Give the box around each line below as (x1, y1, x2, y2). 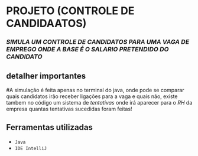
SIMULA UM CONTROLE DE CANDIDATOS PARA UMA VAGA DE (6, 38, 190, 46)
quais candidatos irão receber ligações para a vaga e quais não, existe (6, 93, 178, 100)
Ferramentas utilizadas (6, 122, 93, 132)
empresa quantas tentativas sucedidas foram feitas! (6, 105, 132, 112)
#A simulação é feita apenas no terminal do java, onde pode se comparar (6, 86, 184, 93)
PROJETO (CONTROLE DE (6, 4, 135, 18)
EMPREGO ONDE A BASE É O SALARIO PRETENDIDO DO (6, 45, 169, 54)
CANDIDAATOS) (6, 17, 87, 30)
